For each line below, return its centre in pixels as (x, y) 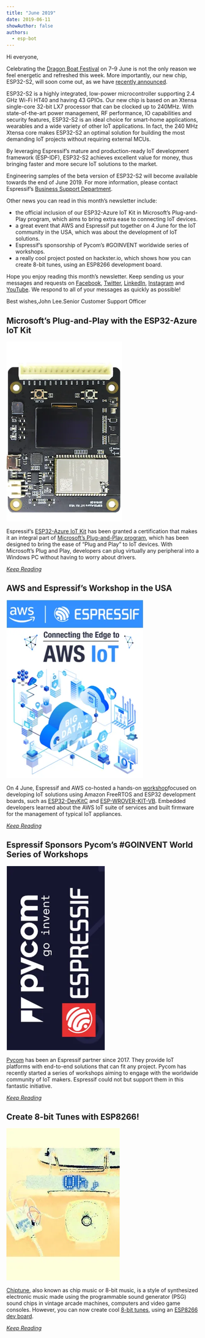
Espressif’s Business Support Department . (60, 189)
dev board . (20, 1317)
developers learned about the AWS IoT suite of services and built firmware (100, 807)
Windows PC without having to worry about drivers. (71, 557)
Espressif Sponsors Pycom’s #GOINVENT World (100, 845)
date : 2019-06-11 (28, 19)
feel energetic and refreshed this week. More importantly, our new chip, (97, 75)
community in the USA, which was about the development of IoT (96, 232)
